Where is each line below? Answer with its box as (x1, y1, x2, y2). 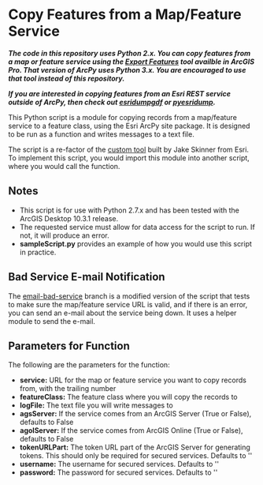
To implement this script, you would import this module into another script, (8, 152, 250, 163)
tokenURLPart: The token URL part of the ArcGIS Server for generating (19, 442, 250, 452)
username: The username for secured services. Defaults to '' (19, 460, 219, 469)
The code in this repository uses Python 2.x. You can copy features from (8, 48, 251, 58)
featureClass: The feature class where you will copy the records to (19, 393, 238, 402)
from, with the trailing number (19, 384, 117, 393)
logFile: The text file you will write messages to (19, 400, 173, 410)
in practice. (19, 247, 57, 257)
